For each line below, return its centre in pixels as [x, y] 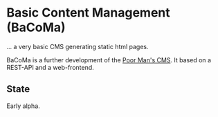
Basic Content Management [88, 13]
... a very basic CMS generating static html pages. [78, 46]
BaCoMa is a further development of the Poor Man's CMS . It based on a [109, 60]
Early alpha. [24, 106]
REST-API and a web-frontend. [50, 67]
